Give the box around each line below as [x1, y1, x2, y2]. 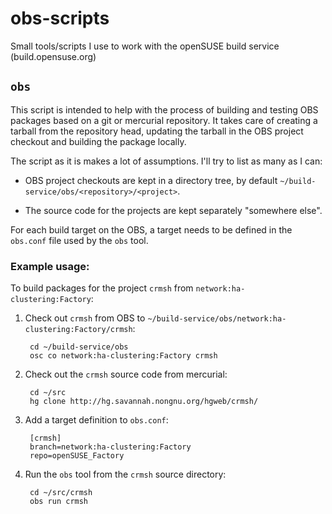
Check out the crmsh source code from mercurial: [24, 368, 228, 381]
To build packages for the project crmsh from [10, 282, 194, 294]
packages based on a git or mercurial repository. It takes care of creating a [10, 114, 318, 126]
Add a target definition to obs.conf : [24, 414, 169, 426]
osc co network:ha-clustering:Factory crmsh [29, 351, 218, 361]
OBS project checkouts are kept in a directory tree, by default [24, 174, 278, 186]
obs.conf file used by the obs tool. [10, 234, 149, 246]
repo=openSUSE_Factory [29, 451, 125, 461]
